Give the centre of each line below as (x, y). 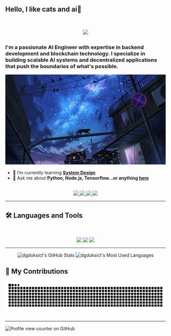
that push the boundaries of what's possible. (62, 66)
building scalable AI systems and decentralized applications (81, 60)
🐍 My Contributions (37, 271)
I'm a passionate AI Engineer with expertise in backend (75, 47)
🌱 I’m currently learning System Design (54, 173)
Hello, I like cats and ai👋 (44, 9)
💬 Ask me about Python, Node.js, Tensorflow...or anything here (81, 178)
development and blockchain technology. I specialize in (75, 53)
